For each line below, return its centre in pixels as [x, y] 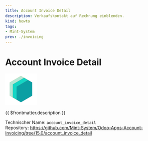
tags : [11, 26]
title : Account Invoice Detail [38, 10]
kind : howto [18, 21]
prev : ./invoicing [24, 37]
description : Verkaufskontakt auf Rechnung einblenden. [65, 16]
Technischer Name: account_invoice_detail [51, 122]
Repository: [17, 127]
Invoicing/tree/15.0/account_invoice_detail [49, 133]
